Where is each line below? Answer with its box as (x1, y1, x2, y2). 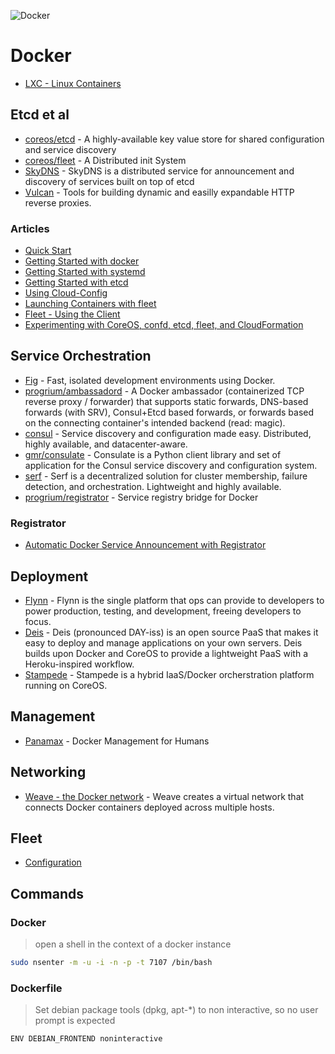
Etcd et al (10, 106, 70, 124)
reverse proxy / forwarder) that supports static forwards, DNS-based (24, 395, 309, 407)
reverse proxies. (24, 196, 92, 209)
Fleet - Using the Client (24, 308, 121, 320)
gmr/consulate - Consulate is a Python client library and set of (24, 448, 282, 460)
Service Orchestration (10, 348, 152, 365)
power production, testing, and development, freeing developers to (24, 605, 302, 617)
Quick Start (24, 245, 72, 257)
